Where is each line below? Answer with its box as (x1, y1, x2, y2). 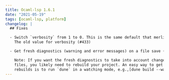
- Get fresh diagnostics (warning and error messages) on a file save (10, 48, 161, 53)
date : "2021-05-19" (5, 12, 46, 17)
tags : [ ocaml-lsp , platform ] (5, 16, 66, 21)
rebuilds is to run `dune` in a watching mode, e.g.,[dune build (14, 67, 154, 72)
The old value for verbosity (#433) (14, 39, 92, 45)
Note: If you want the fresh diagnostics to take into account (14, 57, 150, 62)
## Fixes (10, 26, 28, 31)
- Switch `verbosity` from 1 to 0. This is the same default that (10, 35, 152, 40)
